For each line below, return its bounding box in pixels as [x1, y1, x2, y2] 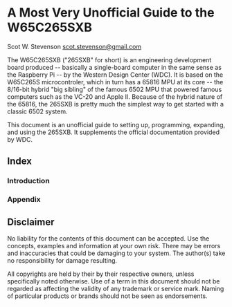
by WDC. [7, 135, 33, 143]
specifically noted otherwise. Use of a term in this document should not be [7, 277, 220, 285]
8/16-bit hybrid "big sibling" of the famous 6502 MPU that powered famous [7, 85, 222, 93]
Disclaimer [7, 216, 55, 227]
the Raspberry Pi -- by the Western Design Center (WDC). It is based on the [7, 71, 224, 79]
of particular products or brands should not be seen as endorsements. [7, 292, 208, 300]
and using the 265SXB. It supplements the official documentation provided [7, 128, 220, 136]
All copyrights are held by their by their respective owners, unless [7, 270, 195, 278]
